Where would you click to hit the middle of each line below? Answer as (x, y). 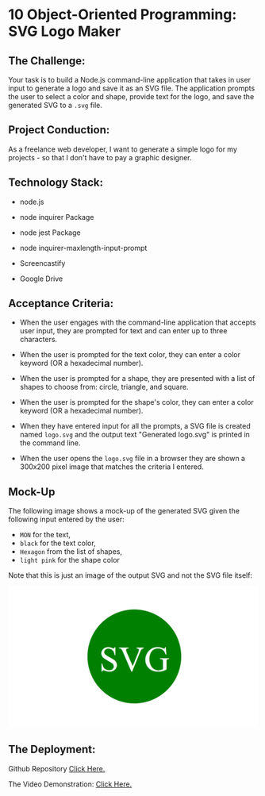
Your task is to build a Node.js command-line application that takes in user (130, 80)
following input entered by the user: (66, 519)
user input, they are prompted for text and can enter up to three (123, 331)
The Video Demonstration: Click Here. (70, 784)
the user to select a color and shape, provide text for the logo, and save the (131, 96)
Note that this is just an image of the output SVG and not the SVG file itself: (130, 575)
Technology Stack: (56, 183)
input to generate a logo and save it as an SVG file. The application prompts (132, 88)
